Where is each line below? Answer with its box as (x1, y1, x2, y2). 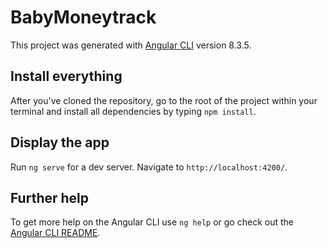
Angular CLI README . (10, 227, 101, 239)
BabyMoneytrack (10, 6, 157, 29)
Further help (10, 189, 90, 206)
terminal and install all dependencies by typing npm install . (10, 105, 257, 117)
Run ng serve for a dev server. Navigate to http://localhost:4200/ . (10, 161, 288, 173)
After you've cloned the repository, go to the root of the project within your (10, 94, 318, 106)
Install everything (10, 68, 123, 85)
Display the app (10, 134, 110, 151)
